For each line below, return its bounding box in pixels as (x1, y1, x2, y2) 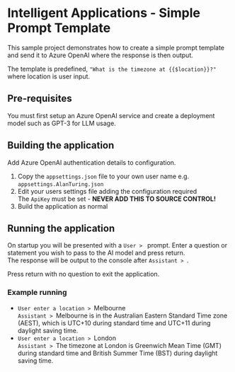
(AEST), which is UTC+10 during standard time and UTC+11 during (17, 318, 211, 327)
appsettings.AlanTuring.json (17, 180, 104, 188)
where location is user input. (7, 72, 91, 81)
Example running (7, 288, 67, 298)
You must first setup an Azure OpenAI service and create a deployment (7, 111, 215, 120)
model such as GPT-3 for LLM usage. (7, 119, 117, 127)
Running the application (7, 222, 115, 234)
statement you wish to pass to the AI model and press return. (7, 249, 185, 257)
